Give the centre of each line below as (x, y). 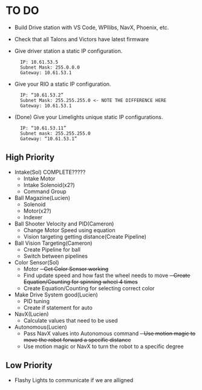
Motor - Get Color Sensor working (66, 269)
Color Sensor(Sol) (37, 262)
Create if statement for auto (58, 307)
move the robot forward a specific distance (77, 340)
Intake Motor (39, 178)
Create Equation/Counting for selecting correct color (89, 288)
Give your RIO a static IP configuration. (63, 84)
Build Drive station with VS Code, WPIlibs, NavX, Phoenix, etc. (92, 27)
